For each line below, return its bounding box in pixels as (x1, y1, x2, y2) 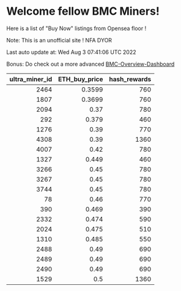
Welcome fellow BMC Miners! (6, 4, 160, 18)
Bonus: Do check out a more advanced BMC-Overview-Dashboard (6, 60, 175, 68)
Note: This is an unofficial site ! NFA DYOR (6, 36, 112, 44)
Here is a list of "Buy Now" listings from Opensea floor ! (6, 25, 147, 32)
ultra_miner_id (9, 75, 53, 83)
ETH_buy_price (57, 75, 103, 83)
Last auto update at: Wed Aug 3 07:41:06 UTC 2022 (6, 48, 136, 56)
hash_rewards (109, 75, 152, 83)
